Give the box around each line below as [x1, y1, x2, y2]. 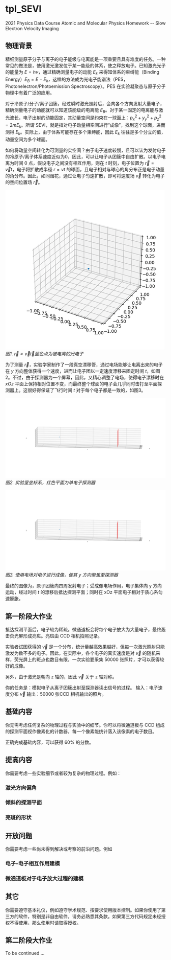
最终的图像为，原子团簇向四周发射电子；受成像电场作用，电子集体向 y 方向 [5, 583, 162, 589]
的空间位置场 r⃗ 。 [5, 179, 43, 186]
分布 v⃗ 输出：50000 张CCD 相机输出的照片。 [9, 691, 107, 697]
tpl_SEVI [5, 3, 42, 15]
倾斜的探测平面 [5, 799, 42, 806]
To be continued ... [5, 950, 45, 956]
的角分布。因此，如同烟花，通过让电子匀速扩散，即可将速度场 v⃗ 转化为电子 [5, 173, 165, 179]
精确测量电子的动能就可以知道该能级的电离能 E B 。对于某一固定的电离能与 [5, 107, 159, 115]
